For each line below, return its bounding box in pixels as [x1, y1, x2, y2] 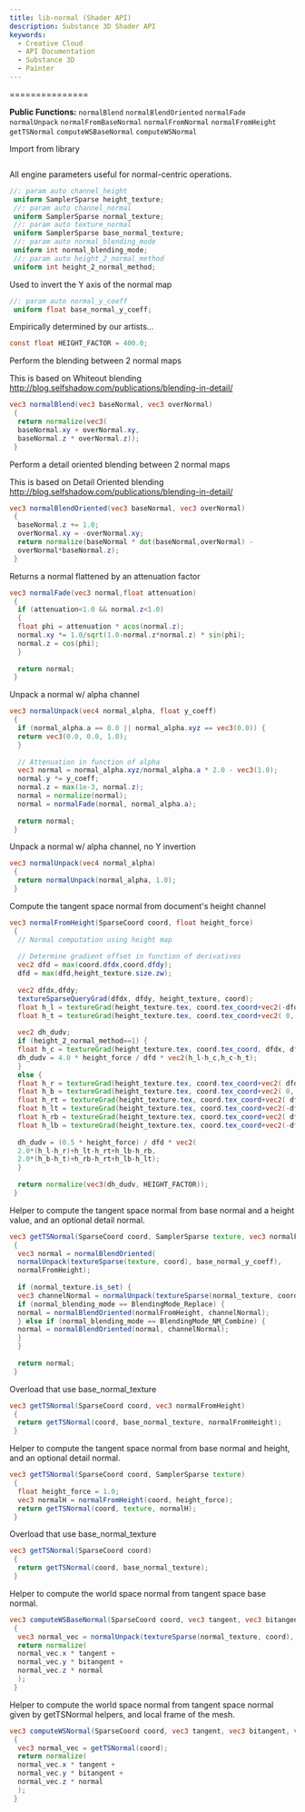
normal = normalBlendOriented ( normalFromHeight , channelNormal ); [17, 1308, 271, 1317]
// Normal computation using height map [17, 935, 172, 945]
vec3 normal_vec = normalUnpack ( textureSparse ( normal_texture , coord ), [17, 1632, 295, 1641]
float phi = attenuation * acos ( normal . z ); [17, 622, 184, 631]
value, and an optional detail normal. [9, 1214, 145, 1225]
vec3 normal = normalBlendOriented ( [17, 1249, 156, 1258]
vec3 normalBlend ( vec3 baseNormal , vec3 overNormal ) [9, 401, 213, 410]
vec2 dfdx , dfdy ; [17, 985, 79, 995]
